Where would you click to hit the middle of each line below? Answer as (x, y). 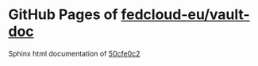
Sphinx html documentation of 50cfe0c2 (74, 53)
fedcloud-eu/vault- (185, 15)
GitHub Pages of (63, 15)
